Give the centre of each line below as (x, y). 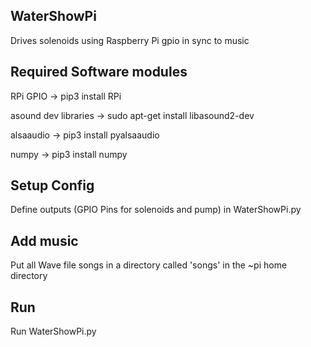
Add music (44, 240)
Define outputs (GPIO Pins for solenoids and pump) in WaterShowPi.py (156, 210)
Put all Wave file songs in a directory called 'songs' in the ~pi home (149, 265)
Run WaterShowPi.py (53, 331)
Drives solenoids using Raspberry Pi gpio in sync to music (130, 40)
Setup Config (52, 185)
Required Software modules (99, 72)
